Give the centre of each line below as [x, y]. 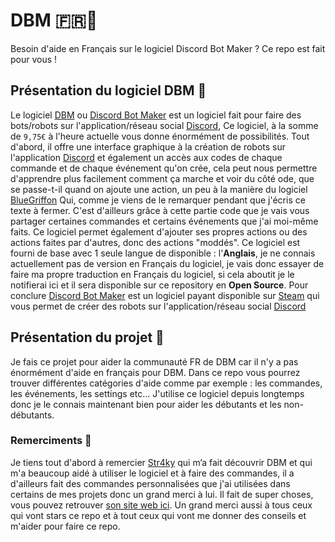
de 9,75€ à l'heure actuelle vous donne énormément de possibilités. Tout [160, 136]
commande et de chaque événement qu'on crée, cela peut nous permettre [164, 168]
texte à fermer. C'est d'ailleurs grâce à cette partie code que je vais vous [160, 210]
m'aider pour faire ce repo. [65, 526]
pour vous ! [34, 59]
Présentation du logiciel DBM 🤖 [108, 90]
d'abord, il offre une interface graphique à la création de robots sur [148, 146]
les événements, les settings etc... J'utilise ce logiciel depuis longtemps [157, 393]
